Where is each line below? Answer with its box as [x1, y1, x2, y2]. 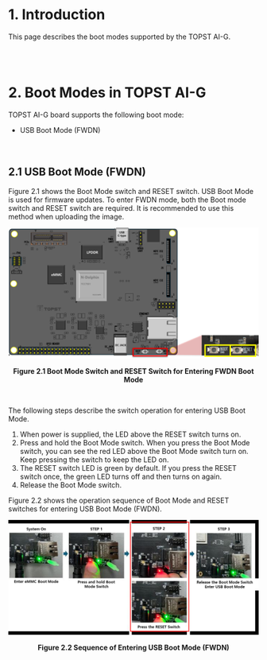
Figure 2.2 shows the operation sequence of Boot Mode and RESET [8, 495, 230, 505]
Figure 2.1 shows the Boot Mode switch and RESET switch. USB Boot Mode [8, 186, 254, 196]
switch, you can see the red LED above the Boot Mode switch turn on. [19, 446, 249, 456]
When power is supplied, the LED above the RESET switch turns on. [19, 429, 242, 439]
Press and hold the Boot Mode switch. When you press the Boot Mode [19, 437, 250, 447]
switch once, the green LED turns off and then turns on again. [19, 472, 222, 481]
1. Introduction [8, 6, 106, 24]
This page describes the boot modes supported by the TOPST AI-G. [8, 32, 231, 41]
